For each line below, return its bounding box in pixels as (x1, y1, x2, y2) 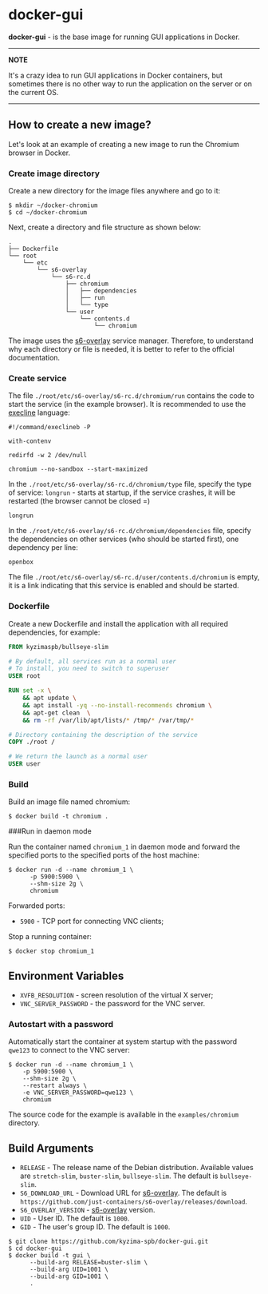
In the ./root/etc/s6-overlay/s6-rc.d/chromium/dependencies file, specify (8, 526, 251, 536)
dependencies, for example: (8, 627, 100, 637)
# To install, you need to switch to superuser (8, 665, 170, 673)
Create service (8, 372, 67, 384)
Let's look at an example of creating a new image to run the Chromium (8, 139, 239, 149)
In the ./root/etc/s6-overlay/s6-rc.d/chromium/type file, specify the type (8, 480, 252, 489)
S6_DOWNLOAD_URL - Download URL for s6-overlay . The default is (19, 1188, 227, 1198)
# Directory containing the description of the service (8, 731, 198, 739)
